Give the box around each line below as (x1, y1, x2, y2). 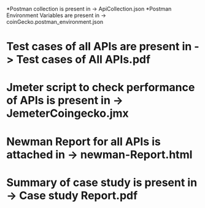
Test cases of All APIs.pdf (16, 53, 151, 67)
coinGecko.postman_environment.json (6, 18, 104, 25)
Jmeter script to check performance (6, 81, 195, 94)
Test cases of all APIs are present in (6, 40, 192, 54)
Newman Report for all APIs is (6, 135, 161, 149)
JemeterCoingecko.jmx (6, 106, 129, 121)
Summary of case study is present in (6, 176, 198, 189)
